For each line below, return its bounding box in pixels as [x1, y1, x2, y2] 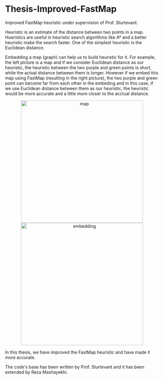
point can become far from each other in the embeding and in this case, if [5, 80, 154, 86]
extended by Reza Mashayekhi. [5, 369, 68, 375]
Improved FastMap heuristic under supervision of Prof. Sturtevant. [5, 20, 138, 25]
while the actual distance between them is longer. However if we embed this [5, 70, 159, 75]
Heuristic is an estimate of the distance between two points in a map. [5, 29, 144, 35]
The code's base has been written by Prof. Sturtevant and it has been [5, 364, 145, 370]
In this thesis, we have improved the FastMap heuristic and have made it [5, 349, 150, 355]
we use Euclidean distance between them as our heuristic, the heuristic [5, 85, 149, 91]
